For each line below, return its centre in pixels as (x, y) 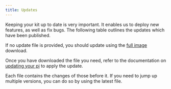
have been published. (28, 35)
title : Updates (21, 10)
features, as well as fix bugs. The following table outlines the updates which (85, 30)
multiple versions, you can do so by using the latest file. (64, 81)
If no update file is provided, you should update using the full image (76, 45)
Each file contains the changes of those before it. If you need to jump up (81, 76)
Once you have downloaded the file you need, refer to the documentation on (86, 60)
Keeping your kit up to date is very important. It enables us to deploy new (82, 24)
